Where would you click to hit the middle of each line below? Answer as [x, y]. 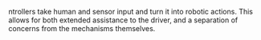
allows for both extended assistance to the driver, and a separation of [123, 20]
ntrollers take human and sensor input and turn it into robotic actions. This [130, 12]
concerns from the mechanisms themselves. [82, 28]
